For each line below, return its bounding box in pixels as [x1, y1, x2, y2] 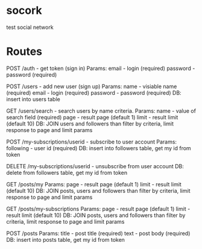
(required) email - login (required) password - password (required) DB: [6, 89, 182, 96]
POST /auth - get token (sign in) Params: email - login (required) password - [6, 65, 195, 72]
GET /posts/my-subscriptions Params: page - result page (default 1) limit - [6, 205, 191, 212]
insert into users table [6, 95, 60, 102]
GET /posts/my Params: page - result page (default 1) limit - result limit [6, 180, 182, 188]
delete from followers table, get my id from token [6, 169, 128, 176]
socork [6, 4, 42, 17]
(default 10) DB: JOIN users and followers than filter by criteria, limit [6, 120, 174, 127]
